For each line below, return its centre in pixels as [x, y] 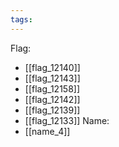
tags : [21, 19]
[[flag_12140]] [52, 67]
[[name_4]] [47, 131]
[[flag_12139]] [52, 110]
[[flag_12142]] [52, 99]
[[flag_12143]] [52, 78]
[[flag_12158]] [52, 88]
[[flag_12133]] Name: [67, 120]
